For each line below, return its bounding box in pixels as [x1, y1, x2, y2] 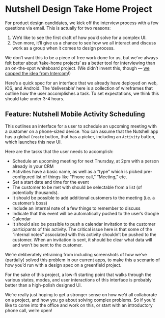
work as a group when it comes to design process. [12, 45, 115, 51]
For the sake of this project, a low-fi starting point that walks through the [5, 272, 152, 278]
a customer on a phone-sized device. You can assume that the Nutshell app [5, 128, 159, 134]
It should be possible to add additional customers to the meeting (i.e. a [12, 195, 155, 200]
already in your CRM [12, 163, 54, 169]
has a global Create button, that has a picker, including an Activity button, [5, 133, 156, 139]
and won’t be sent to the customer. [12, 242, 83, 248]
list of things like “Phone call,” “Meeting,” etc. [35, 174, 127, 180]
